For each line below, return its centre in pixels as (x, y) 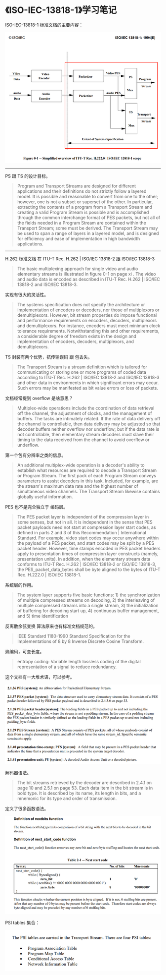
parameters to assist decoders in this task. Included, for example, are (88, 481)
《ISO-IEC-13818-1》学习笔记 (61, 10)
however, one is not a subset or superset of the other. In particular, (85, 202)
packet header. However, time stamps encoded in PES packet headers (89, 549)
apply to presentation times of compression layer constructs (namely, (88, 554)
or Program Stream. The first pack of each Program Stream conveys (87, 476)
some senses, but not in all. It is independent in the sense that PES (85, 522)
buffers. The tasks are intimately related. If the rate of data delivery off (89, 419)
